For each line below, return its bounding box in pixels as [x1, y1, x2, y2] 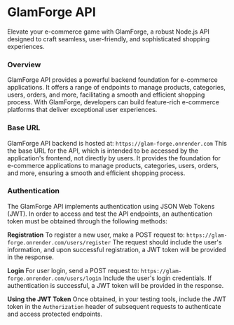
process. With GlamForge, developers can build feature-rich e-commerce [7, 98, 219, 106]
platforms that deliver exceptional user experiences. [7, 106, 158, 114]
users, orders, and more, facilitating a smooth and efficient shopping [7, 90, 205, 99]
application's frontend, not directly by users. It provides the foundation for [7, 153, 221, 162]
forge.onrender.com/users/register [7, 239, 111, 246]
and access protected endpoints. [7, 310, 103, 318]
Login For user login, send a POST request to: [7, 266, 139, 275]
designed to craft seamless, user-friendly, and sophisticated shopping [7, 34, 210, 43]
